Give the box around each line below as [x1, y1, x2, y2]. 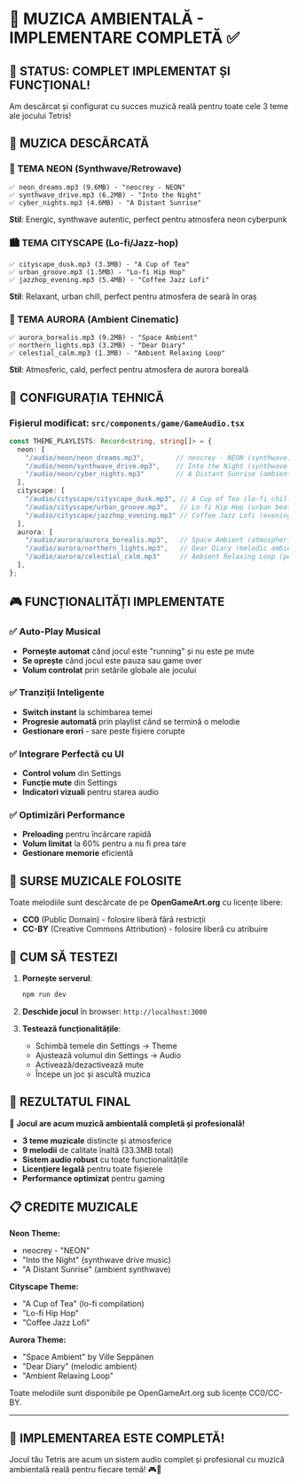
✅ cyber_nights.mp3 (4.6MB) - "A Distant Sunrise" [9, 198, 202, 208]
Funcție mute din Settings [21, 777, 118, 789]
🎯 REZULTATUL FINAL [9, 1095, 131, 1110]
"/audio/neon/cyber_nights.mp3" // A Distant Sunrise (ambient [25, 470, 292, 479]
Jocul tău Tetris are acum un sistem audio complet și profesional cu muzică [9, 1455, 286, 1465]
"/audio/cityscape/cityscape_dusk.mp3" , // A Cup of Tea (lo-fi [25, 495, 268, 504]
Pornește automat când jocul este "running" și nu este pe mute [21, 646, 255, 656]
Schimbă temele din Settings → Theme [35, 1040, 177, 1051]
